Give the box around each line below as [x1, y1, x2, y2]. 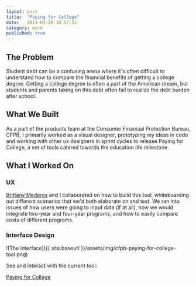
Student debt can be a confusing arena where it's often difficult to [6, 67, 165, 74]
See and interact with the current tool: [6, 262, 98, 269]
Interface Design [6, 231, 54, 239]
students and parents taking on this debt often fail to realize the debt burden [6, 86, 190, 93]
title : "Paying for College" [6, 14, 80, 20]
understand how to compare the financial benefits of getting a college [6, 74, 174, 81]
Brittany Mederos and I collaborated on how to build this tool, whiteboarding [6, 192, 189, 199]
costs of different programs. [6, 216, 74, 223]
